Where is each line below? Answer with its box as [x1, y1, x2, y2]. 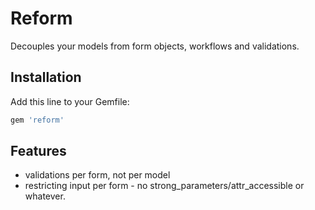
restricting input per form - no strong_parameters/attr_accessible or [24, 180, 305, 192]
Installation [10, 69, 82, 86]
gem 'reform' [10, 115, 65, 125]
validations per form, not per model [24, 169, 171, 181]
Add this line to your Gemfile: [10, 95, 130, 107]
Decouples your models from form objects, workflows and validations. [10, 40, 300, 52]
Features [10, 143, 67, 160]
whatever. [24, 190, 66, 202]
